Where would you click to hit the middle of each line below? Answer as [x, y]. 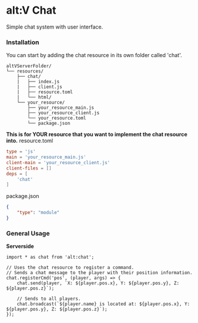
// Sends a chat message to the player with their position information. [100, 273]
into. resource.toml [30, 141]
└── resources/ [25, 71]
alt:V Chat [31, 10]
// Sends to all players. [49, 299]
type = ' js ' [21, 152]
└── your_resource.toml [57, 118]
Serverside [20, 246]
